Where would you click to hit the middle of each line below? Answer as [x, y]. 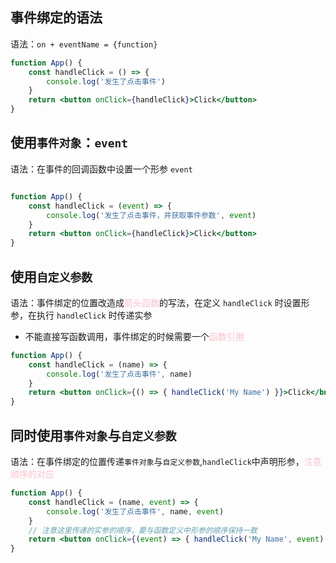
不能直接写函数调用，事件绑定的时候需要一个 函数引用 [134, 336]
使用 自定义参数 [51, 276]
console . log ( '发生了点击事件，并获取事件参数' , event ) [151, 215]
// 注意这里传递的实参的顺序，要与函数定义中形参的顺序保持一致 [143, 530]
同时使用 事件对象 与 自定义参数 [93, 435]
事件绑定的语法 [56, 18]
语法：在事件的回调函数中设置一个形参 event [101, 169]
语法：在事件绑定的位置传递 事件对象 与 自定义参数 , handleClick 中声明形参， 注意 [166, 461]
